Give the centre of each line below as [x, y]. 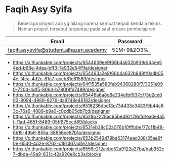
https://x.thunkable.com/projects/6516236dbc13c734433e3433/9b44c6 [88, 106]
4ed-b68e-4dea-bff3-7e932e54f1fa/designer [60, 68]
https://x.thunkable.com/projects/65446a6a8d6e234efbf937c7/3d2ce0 [88, 94]
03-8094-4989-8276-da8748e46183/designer [61, 100]
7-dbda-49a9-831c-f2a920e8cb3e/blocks [57, 154]
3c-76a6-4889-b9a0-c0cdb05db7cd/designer [61, 111]
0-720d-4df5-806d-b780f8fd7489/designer [59, 89]
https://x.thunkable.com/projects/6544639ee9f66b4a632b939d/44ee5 [87, 62]
